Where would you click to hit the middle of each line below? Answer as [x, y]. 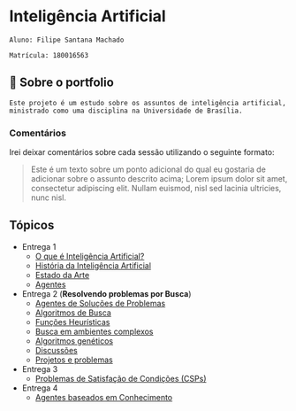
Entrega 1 [39, 246]
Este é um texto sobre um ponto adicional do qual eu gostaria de [148, 169]
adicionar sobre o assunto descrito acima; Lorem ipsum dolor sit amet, [159, 179]
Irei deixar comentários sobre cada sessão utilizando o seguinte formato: [142, 152]
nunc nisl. [49, 198]
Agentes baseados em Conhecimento [104, 397]
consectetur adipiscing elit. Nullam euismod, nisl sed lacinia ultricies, [156, 189]
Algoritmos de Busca [73, 313]
